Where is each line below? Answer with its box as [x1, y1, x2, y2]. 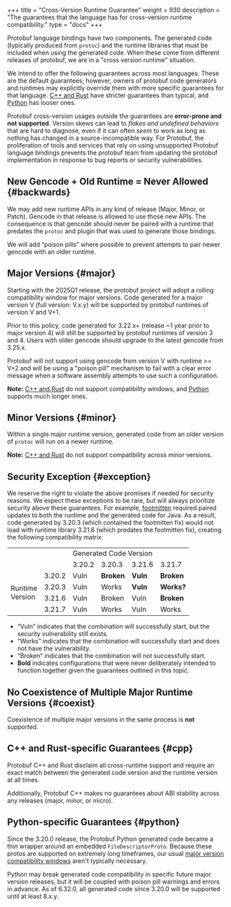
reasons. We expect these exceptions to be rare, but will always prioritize [7, 497, 215, 505]
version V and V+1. [7, 308, 61, 316]
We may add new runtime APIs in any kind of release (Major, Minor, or [7, 205, 205, 213]
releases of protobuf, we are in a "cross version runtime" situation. [7, 56, 196, 64]
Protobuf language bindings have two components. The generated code [7, 34, 212, 42]
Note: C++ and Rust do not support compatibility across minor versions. [7, 451, 212, 459]
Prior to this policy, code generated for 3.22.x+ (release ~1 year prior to [7, 321, 210, 330]
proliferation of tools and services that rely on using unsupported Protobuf [7, 141, 219, 149]
